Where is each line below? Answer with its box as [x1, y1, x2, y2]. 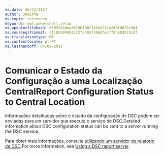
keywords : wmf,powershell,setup [5, 21, 71, 26]
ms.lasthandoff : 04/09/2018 [5, 44, 63, 49]
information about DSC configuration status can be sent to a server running [5, 123, 158, 129]
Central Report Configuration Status [5, 86, 154, 97]
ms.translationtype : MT [5, 35, 54, 40]
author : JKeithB [5, 12, 38, 17]
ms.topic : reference [5, 16, 48, 21]
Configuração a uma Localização [5, 75, 143, 87]
